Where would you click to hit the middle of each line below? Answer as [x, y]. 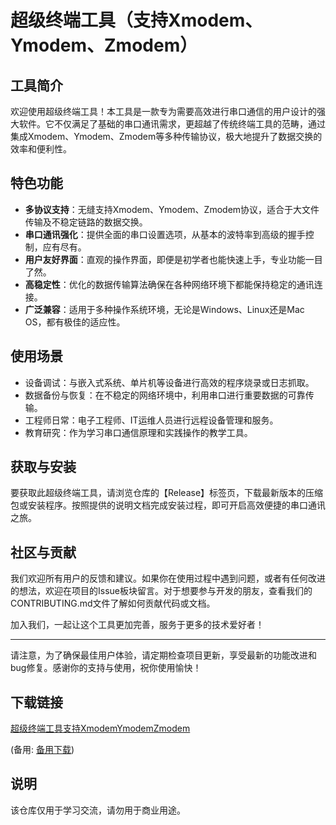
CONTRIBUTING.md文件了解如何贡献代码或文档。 [113, 603]
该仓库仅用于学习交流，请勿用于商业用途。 [98, 810]
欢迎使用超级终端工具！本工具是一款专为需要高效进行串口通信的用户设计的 [163, 111]
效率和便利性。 [41, 149]
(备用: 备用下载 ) [42, 750]
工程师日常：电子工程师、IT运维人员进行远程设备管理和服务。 [151, 420]
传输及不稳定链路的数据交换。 [86, 222]
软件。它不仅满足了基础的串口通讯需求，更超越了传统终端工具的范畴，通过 [172, 124]
